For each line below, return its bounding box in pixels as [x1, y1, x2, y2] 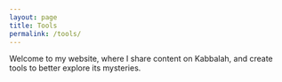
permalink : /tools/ [9, 29, 82, 38]
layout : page [9, 12, 58, 22]
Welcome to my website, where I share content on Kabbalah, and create [9, 54, 273, 64]
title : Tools [9, 21, 58, 30]
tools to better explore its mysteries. [9, 63, 141, 73]
